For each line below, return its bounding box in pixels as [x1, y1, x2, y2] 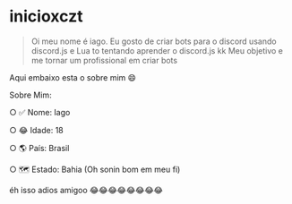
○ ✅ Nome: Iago [9, 106, 71, 117]
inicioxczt [9, 6, 83, 27]
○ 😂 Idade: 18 [9, 124, 64, 135]
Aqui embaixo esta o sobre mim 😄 [9, 72, 137, 82]
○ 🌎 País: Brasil [9, 142, 70, 153]
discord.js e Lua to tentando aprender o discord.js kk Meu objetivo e [30, 45, 284, 55]
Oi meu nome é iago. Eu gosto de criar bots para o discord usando [30, 36, 277, 47]
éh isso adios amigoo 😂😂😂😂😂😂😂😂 [9, 184, 164, 195]
